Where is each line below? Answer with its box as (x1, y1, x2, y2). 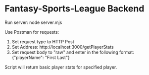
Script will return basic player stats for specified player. (4, 64, 117, 70)
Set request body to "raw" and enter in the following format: (11, 49, 134, 55)
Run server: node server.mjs (4, 19, 62, 25)
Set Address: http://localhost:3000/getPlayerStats (11, 44, 114, 50)
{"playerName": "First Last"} (11, 54, 70, 60)
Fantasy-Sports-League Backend (4, 3, 145, 14)
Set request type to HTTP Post (11, 38, 75, 45)
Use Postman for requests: (4, 29, 59, 35)
